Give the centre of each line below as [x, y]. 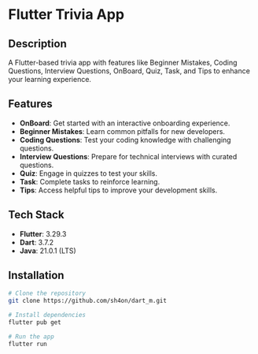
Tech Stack [36, 215]
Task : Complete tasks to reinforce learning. [90, 181]
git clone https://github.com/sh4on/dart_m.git [88, 301]
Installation [36, 276]
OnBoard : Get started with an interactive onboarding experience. [125, 123]
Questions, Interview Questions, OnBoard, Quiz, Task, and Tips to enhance [129, 71]
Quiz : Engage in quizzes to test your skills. [88, 173]
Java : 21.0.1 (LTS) [48, 251]
